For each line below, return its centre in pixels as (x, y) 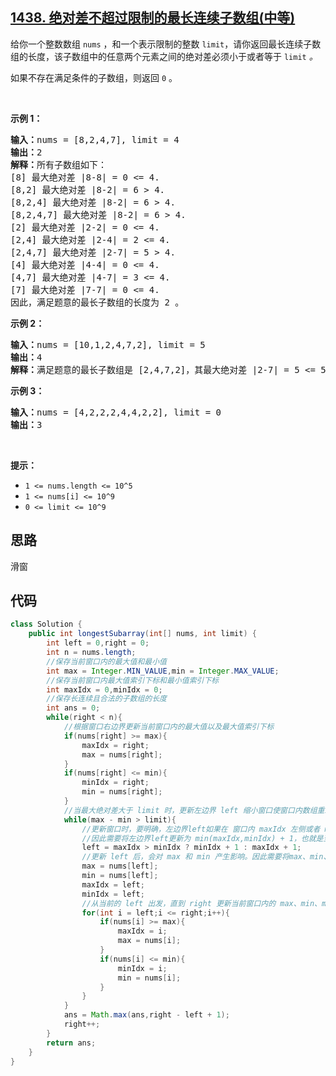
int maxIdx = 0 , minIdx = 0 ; (104, 689)
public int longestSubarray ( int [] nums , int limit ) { (142, 634)
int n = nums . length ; (91, 653)
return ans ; (71, 1043)
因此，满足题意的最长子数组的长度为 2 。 (97, 302)
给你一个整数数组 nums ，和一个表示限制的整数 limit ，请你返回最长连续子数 (166, 44)
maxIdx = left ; (113, 884)
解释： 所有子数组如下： (58, 164)
